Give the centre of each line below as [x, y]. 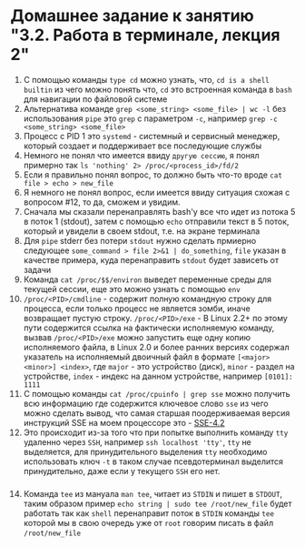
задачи [37, 269]
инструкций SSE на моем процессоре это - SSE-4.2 [124, 422]
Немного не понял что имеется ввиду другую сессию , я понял [141, 155]
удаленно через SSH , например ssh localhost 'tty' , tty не [138, 441]
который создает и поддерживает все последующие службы [143, 146]
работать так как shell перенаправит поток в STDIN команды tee [149, 513]
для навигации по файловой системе [95, 99]
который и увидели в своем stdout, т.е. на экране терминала [142, 231]
